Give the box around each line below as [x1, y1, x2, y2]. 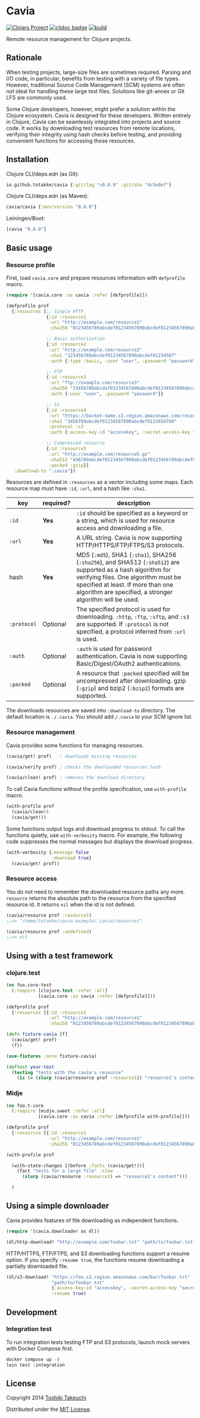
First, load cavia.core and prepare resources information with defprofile [6, 274, 186, 281]
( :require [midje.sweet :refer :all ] [11, 1108, 105, 1114]
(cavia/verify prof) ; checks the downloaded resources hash [6, 764, 161, 770]
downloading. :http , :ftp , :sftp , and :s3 [76, 613, 189, 621]
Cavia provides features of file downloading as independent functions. [6, 1217, 179, 1224]
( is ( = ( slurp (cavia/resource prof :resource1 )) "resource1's [17, 1075, 177, 1081]
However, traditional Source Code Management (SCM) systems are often [6, 81, 185, 88]
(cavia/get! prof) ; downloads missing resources [6, 753, 137, 759]
